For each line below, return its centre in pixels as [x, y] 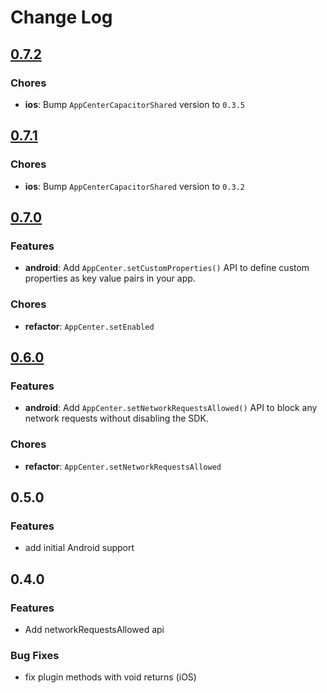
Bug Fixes [35, 655]
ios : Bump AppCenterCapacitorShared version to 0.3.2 [134, 186]
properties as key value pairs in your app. [110, 278]
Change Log [61, 17]
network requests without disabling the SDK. [116, 418]
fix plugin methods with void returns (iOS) [110, 677]
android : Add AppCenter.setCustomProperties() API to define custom [167, 268]
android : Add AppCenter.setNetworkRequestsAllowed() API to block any [171, 408]
